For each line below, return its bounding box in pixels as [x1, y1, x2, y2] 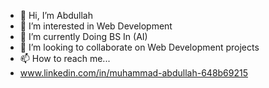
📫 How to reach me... [19, 53, 111, 64]
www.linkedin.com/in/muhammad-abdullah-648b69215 [19, 67, 249, 79]
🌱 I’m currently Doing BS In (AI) [19, 31, 148, 42]
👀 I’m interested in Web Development [19, 20, 173, 32]
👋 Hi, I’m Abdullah [19, 10, 94, 21]
